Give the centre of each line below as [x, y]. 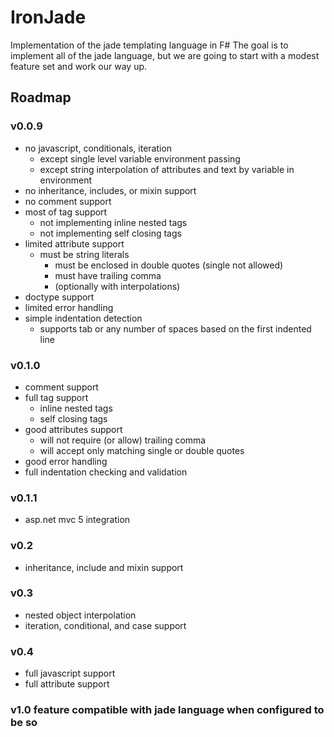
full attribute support [67, 684]
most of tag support [66, 212]
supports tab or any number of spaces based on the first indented [175, 328]
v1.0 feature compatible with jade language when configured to [167, 710]
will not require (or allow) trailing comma [123, 440]
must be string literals [84, 254]
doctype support [59, 297]
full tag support [56, 397]
